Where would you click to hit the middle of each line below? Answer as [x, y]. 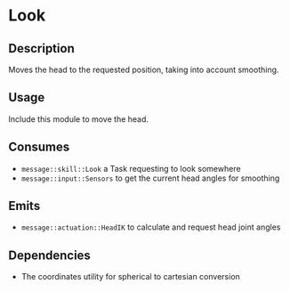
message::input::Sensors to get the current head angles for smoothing [150, 178]
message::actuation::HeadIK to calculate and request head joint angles [151, 227]
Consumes [39, 147]
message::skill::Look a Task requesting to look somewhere [131, 168]
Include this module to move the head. [78, 119]
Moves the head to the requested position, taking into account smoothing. [144, 69]
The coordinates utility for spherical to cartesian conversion [131, 277]
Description [41, 48]
